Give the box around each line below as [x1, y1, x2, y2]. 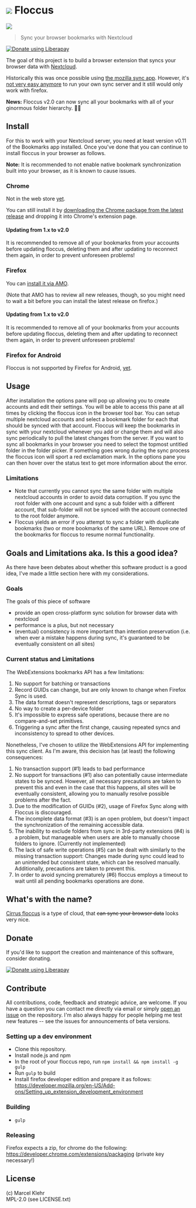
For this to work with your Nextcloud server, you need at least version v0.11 [6, 137, 187, 144]
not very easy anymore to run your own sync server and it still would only [6, 80, 183, 88]
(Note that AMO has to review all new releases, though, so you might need [6, 291, 185, 298]
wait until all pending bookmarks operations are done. [14, 877, 145, 884]
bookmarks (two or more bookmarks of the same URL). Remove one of [14, 525, 185, 532]
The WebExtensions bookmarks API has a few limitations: [6, 668, 145, 675]
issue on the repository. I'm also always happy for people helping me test [6, 1011, 183, 1018]
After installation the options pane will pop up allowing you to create [6, 397, 170, 404]
